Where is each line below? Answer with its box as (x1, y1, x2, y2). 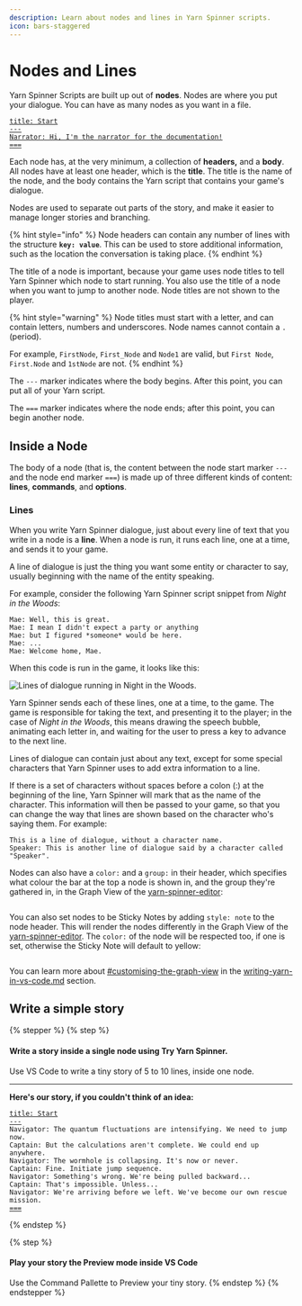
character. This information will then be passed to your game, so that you (9, 798, 280, 810)
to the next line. (9, 735, 67, 746)
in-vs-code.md (9, 975, 65, 986)
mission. (9, 1195, 42, 1204)
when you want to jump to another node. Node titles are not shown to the (9, 285, 280, 296)
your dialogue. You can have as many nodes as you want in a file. (9, 100, 252, 111)
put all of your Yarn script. (9, 385, 106, 396)
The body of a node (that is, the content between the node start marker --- (9, 463, 288, 473)
